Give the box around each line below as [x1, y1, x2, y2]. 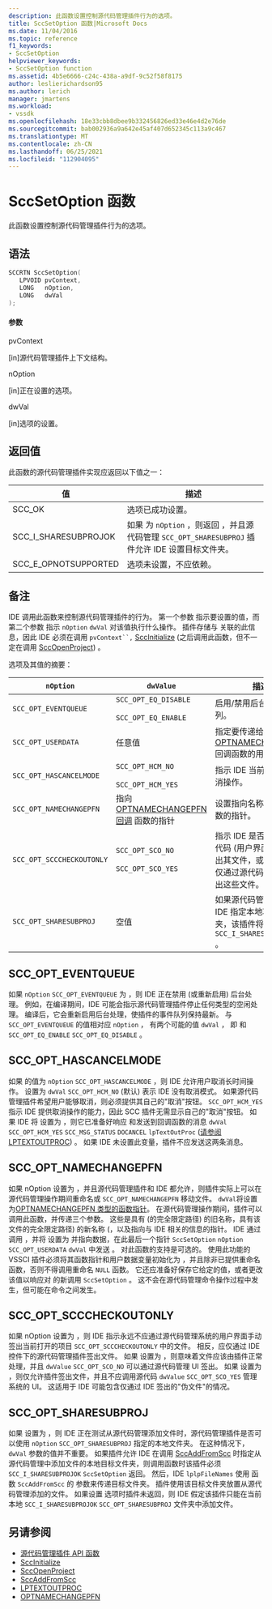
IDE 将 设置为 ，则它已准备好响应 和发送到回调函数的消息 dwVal [17, 1116, 227, 1126]
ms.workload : [8, 102, 53, 110]
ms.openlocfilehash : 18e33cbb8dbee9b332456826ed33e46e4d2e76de [8, 117, 227, 126]
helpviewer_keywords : [8, 58, 82, 66]
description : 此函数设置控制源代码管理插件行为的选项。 [8, 11, 176, 20]
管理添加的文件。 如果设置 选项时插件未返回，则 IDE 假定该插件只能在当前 [15, 1489, 262, 1499]
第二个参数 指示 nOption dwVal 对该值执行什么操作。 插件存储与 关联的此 [8, 622, 249, 632]
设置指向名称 [215, 798, 265, 809]
